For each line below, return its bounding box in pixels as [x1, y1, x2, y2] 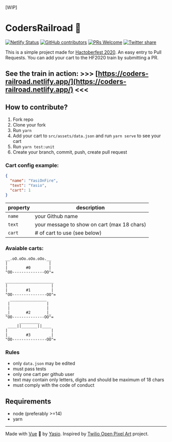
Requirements [5, 397, 51, 406]
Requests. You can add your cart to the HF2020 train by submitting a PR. [5, 54, 159, 60]
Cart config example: [5, 162, 59, 169]
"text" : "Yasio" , [10, 183, 47, 188]
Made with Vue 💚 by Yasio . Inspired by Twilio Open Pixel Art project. [5, 431, 149, 437]
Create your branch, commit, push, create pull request [12, 149, 127, 155]
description [76, 204, 105, 211]
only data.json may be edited [12, 361, 75, 367]
